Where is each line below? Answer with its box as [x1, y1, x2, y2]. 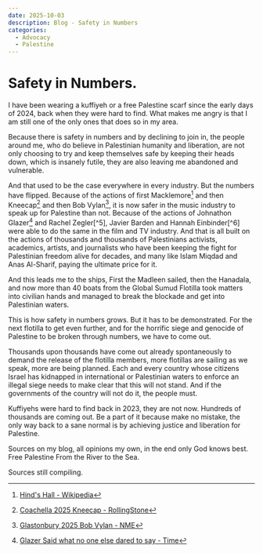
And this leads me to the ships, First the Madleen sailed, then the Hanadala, [8, 275, 252, 285]
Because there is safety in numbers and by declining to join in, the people [8, 133, 245, 142]
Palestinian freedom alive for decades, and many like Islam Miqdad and [8, 252, 238, 261]
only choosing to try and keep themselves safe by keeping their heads [8, 149, 235, 158]
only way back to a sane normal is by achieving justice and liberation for [8, 420, 241, 430]
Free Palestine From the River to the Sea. [8, 453, 139, 462]
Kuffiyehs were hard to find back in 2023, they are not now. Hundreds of [8, 404, 241, 413]
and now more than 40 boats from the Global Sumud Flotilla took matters [8, 283, 243, 293]
